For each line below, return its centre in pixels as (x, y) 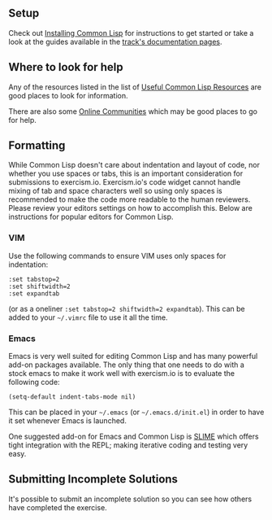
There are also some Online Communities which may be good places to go (133, 111)
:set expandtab (34, 293)
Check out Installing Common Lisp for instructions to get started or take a (131, 33)
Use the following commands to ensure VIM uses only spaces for (117, 256)
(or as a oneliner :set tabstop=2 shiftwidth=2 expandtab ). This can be (127, 308)
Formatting (37, 146)
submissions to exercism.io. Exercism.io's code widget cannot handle (125, 182)
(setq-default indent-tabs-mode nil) (72, 397)
